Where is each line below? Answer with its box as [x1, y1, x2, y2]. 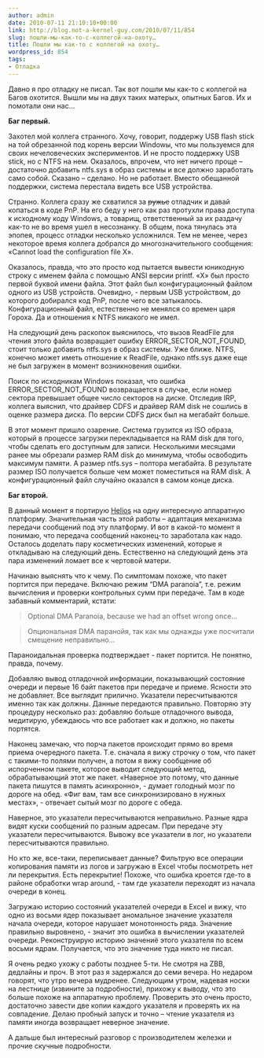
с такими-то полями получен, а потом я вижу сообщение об [8, 756, 212, 765]
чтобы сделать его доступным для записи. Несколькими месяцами [8, 441, 236, 451]
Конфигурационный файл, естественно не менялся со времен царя [8, 304, 236, 313]
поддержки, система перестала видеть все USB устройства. [8, 182, 213, 191]
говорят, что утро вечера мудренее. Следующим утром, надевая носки [8, 975, 250, 985]
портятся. [8, 724, 41, 733]
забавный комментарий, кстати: [8, 595, 116, 606]
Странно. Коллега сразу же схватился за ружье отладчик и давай [8, 197, 230, 206]
